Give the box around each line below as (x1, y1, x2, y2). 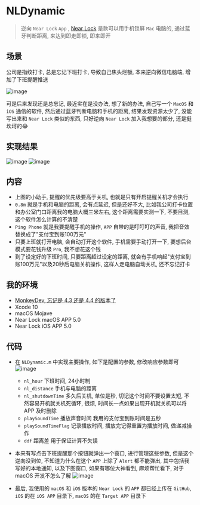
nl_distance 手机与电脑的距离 (23, 385, 97, 392)
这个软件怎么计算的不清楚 (14, 216, 78, 223)
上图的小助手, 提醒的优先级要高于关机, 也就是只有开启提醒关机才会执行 (14, 193, 189, 201)
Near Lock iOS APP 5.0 (14, 322, 72, 330)
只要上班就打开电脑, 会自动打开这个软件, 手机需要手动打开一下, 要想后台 (14, 238, 192, 245)
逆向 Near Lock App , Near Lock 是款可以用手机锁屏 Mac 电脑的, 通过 (20, 24, 185, 32)
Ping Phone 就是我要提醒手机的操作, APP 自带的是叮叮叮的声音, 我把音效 (14, 223, 190, 230)
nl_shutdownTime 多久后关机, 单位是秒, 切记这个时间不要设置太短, (23, 392, 183, 399)
